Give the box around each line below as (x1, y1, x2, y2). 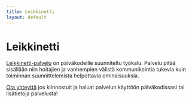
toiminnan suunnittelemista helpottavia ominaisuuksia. (6, 72, 139, 79)
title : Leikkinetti (6, 8, 55, 15)
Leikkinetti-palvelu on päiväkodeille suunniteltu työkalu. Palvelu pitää (6, 60, 176, 67)
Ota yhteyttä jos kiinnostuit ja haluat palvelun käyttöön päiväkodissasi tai (6, 84, 185, 91)
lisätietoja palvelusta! (6, 90, 58, 97)
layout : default (6, 14, 47, 20)
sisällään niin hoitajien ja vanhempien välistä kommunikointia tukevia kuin (6, 66, 187, 73)
